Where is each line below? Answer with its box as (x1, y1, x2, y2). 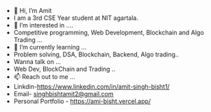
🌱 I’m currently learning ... (13, 43, 87, 51)
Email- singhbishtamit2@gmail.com (13, 90, 114, 98)
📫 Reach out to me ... (13, 73, 75, 80)
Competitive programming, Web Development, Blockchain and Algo (13, 28, 204, 36)
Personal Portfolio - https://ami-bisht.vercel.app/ (13, 97, 151, 105)
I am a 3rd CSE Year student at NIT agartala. (13, 14, 138, 22)
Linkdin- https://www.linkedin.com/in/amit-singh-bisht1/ (13, 82, 170, 91)
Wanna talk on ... (13, 58, 62, 65)
